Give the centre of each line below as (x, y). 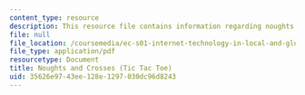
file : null (30, 34)
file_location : (38, 43)
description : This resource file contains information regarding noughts (152, 26)
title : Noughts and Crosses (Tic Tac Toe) (91, 69)
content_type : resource (54, 18)
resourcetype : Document (54, 60)
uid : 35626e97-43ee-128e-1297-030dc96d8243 (93, 77)
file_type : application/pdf (63, 52)
